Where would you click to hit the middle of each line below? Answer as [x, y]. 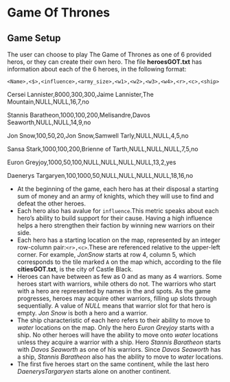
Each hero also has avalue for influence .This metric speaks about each [118, 211]
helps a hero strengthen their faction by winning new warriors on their [116, 225]
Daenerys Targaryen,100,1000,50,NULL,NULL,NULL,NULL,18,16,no [100, 176]
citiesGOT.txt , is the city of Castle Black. [75, 269]
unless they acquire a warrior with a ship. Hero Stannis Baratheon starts [119, 342]
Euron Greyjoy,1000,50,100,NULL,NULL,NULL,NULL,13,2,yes [92, 162]
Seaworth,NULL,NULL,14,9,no [49, 122]
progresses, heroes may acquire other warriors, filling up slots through [117, 298]
